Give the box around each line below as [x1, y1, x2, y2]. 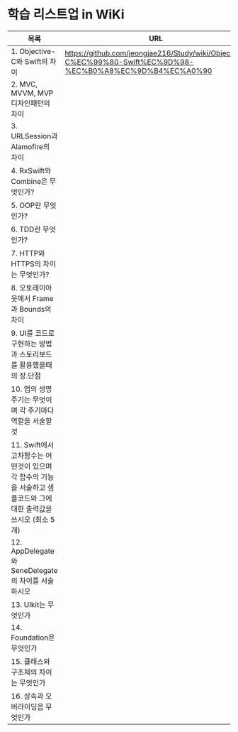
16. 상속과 [11, 691, 44, 701]
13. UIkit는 [11, 599, 46, 609]
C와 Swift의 [11, 56, 48, 66]
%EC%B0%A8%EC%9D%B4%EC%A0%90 [64, 65, 212, 75]
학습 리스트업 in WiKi [7, 6, 125, 23]
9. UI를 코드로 [11, 328, 55, 338]
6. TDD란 [11, 224, 41, 234]
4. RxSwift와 [11, 165, 52, 175]
